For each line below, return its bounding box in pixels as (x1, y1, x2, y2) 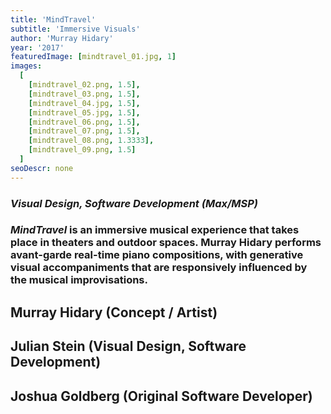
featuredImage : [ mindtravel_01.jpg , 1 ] (10, 52, 177, 62)
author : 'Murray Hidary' (10, 33, 114, 43)
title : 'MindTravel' (10, 14, 97, 25)
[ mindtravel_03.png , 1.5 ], (28, 89, 141, 99)
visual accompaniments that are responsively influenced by (10, 261, 308, 275)
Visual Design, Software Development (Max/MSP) (10, 196, 258, 210)
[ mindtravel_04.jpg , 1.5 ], (28, 98, 141, 108)
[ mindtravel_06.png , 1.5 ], (28, 117, 141, 127)
